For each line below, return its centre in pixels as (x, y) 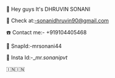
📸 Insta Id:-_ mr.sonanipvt (37, 57)
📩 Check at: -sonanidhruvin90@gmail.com (57, 20)
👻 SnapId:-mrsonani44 (34, 46)
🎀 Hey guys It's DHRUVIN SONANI (48, 9)
